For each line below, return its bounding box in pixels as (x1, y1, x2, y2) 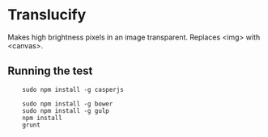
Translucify (7, 6, 87, 24)
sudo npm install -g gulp (22, 106, 110, 114)
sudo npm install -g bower (22, 99, 113, 108)
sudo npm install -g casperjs (22, 85, 125, 93)
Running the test (7, 64, 93, 78)
